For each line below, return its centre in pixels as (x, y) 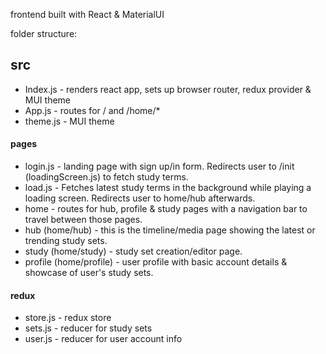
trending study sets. (66, 241)
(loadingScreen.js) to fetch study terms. (106, 177)
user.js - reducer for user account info (103, 339)
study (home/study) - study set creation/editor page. (133, 251)
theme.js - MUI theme (69, 121)
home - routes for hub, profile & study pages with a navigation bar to (166, 209)
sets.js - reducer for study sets (88, 328)
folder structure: (44, 33)
